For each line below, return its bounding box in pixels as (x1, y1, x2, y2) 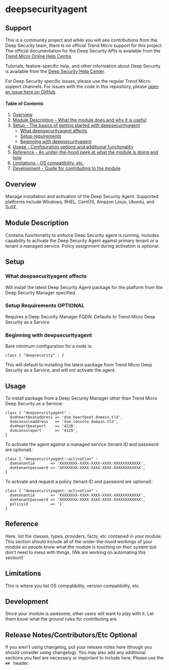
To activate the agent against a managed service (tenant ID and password (5, 441, 159, 447)
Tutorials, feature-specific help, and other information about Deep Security (5, 63, 161, 69)
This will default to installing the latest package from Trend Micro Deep (5, 362, 152, 368)
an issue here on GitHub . (5, 89, 57, 94)
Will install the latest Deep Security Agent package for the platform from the (5, 284, 163, 290)
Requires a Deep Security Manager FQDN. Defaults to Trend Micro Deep (5, 313, 155, 319)
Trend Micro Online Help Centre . (5, 53, 73, 59)
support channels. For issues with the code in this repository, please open (5, 83, 159, 89)
